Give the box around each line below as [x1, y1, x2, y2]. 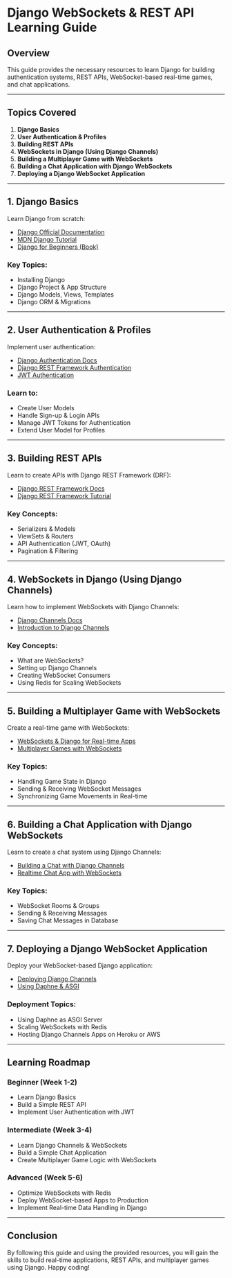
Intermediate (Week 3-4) [7, 1125, 93, 1135]
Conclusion [7, 1230, 58, 1242]
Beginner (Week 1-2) [7, 1077, 77, 1087]
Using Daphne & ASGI [17, 982, 79, 990]
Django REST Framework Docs [17, 484, 105, 493]
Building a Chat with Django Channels [17, 861, 125, 870]
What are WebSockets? [17, 656, 84, 665]
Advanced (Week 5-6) [7, 1173, 84, 1182]
